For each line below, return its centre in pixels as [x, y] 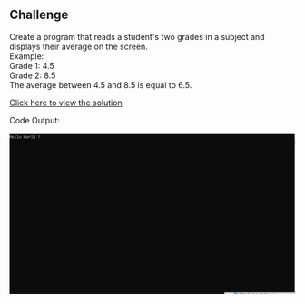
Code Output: [35, 120]
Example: [27, 56]
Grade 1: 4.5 [32, 65]
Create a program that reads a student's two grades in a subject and [137, 36]
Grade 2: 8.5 [33, 75]
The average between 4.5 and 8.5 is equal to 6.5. [101, 84]
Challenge [39, 15]
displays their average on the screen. [79, 46]
